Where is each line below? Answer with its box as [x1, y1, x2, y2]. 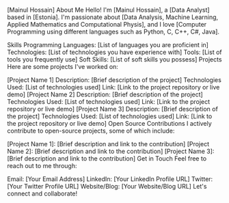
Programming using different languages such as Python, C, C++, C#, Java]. [7, 27, 220, 36]
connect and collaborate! [7, 189, 78, 198]
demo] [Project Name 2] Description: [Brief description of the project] [7, 90, 203, 98]
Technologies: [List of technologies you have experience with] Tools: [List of [7, 48, 222, 56]
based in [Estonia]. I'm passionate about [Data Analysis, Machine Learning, [7, 13, 219, 21]
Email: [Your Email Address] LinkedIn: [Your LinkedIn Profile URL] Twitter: [7, 175, 213, 183]
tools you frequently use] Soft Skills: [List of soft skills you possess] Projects [7, 55, 222, 64]
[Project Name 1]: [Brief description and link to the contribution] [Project [7, 140, 210, 148]
